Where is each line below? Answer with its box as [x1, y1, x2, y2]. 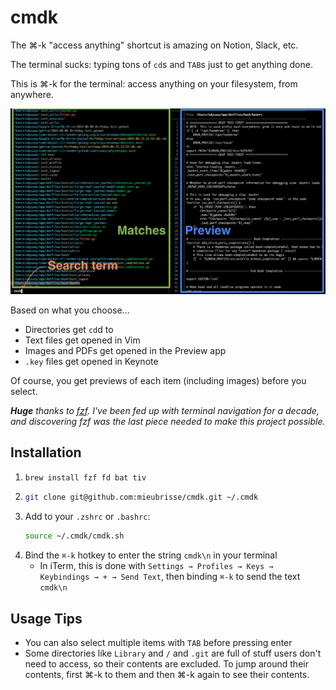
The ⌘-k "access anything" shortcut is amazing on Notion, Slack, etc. [10, 39, 299, 51]
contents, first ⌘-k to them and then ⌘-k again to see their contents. [24, 668, 310, 680]
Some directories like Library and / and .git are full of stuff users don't [24, 647, 322, 659]
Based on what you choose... [10, 304, 130, 316]
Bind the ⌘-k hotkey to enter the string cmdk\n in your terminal [24, 549, 278, 561]
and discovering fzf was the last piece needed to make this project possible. [10, 415, 326, 427]
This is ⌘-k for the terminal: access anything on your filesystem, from [10, 77, 298, 90]
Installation [10, 444, 82, 461]
